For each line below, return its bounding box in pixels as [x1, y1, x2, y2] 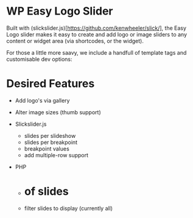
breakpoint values [24, 145, 70, 152]
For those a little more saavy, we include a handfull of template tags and [6, 49, 187, 56]
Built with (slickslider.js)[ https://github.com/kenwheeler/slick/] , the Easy [6, 24, 187, 32]
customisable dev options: [6, 55, 72, 63]
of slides [24, 185, 69, 199]
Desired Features [6, 77, 95, 90]
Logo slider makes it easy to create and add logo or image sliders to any [6, 30, 188, 38]
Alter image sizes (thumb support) [15, 108, 102, 116]
